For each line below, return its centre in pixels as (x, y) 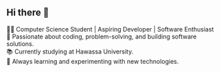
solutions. (20, 44)
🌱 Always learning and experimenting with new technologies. (93, 61)
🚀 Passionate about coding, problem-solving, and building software (102, 36)
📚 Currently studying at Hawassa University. (70, 51)
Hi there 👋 (28, 13)
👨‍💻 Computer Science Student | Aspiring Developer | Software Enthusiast (110, 29)
